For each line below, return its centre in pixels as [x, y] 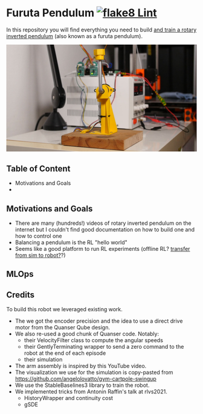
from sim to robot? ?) [40, 255]
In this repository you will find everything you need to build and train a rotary [101, 30]
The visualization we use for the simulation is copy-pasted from [94, 372]
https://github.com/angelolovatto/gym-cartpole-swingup [86, 379]
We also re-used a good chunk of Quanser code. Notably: [87, 334]
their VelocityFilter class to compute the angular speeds [93, 340]
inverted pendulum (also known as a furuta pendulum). [75, 36]
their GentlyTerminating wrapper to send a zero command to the [104, 347]
